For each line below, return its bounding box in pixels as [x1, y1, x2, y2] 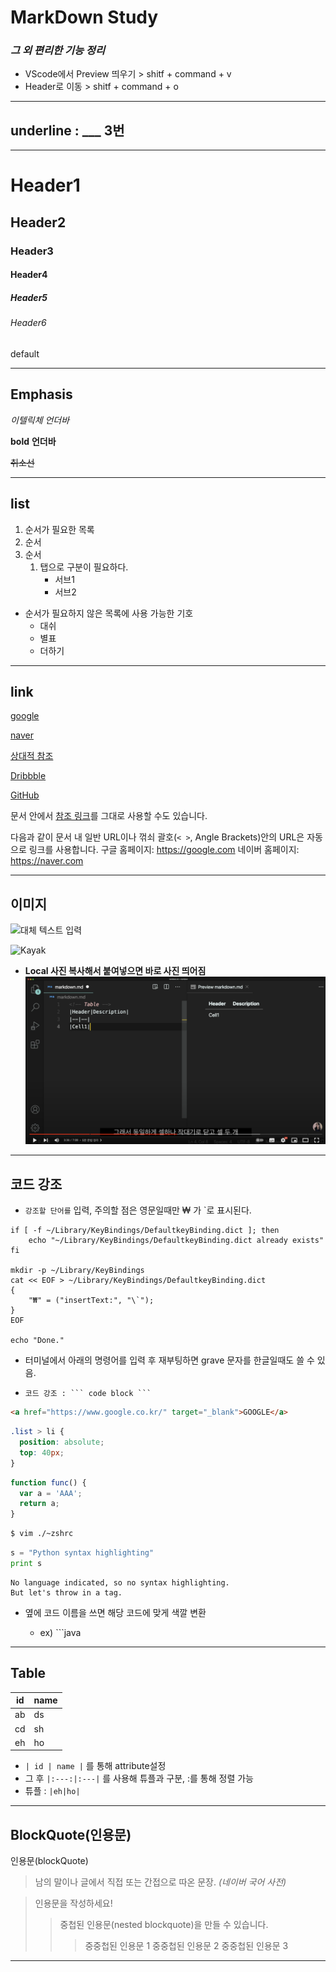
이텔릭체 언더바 [10, 414, 70, 426]
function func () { [10, 1477, 87, 1488]
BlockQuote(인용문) [10, 1826, 132, 1843]
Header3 [10, 244, 54, 258]
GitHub [10, 789, 40, 801]
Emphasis [10, 386, 73, 403]
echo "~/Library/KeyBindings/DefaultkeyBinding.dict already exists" [28, 1236, 325, 1246]
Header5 [10, 291, 48, 303]
